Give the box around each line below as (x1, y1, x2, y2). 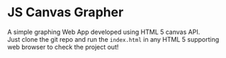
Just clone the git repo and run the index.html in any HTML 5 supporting (7, 35, 220, 43)
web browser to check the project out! (7, 42, 119, 51)
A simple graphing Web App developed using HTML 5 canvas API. (7, 28, 200, 36)
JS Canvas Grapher (7, 4, 124, 21)
